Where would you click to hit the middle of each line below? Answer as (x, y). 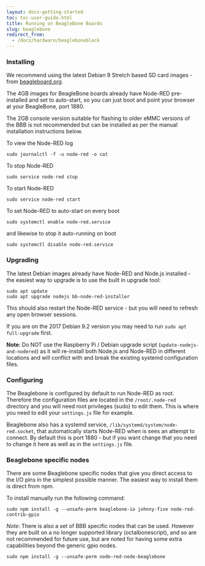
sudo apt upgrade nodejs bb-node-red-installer (68, 296)
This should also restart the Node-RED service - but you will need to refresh (102, 308)
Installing (20, 62)
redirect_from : (26, 35)
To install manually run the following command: (66, 498)
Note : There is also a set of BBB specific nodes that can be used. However (100, 526)
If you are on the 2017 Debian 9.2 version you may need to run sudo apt (96, 326)
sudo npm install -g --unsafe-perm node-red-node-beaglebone (86, 557)
